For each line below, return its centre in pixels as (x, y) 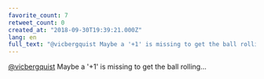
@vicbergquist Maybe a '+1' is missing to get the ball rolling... (107, 66)
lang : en (22, 37)
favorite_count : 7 (38, 15)
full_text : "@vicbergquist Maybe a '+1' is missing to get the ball (123, 45)
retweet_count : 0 (37, 23)
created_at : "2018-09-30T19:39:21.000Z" (75, 30)
